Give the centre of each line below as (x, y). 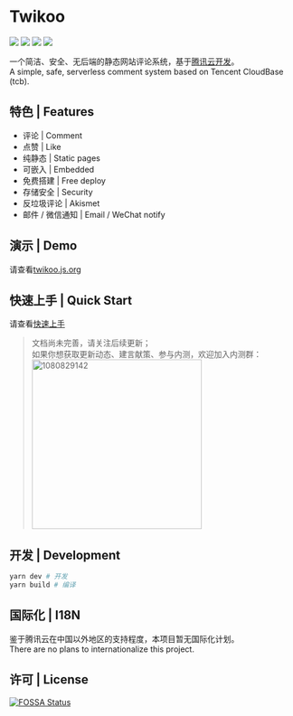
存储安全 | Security (57, 192)
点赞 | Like (42, 146)
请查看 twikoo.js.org (45, 269)
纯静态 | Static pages (61, 158)
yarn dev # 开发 (38, 577)
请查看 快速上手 (37, 324)
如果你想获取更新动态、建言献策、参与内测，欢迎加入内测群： (146, 354)
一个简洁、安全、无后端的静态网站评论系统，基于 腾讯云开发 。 (124, 61)
